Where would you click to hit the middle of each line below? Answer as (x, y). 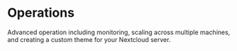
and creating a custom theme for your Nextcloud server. (89, 39)
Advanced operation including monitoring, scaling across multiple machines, (119, 32)
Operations (41, 13)
